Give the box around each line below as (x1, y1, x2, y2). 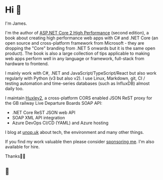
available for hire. (5, 144, 40, 149)
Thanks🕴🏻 (5, 153, 26, 159)
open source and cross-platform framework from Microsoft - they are (5, 40, 145, 46)
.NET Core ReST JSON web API (12, 109, 75, 115)
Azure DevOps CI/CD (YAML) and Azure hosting (12, 120, 109, 126)
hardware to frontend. (5, 61, 49, 66)
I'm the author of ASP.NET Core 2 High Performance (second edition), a (5, 30, 149, 35)
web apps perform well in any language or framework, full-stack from (5, 55, 145, 61)
